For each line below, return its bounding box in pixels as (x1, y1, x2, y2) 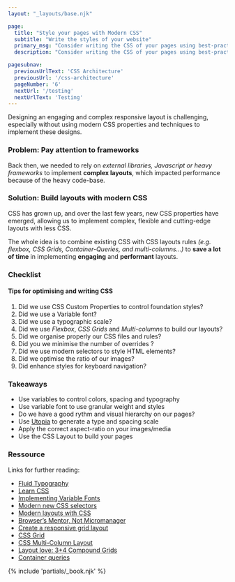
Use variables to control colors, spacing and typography (17, 395, 180, 403)
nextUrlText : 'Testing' (14, 94, 83, 101)
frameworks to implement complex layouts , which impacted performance (8, 168, 220, 177)
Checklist (8, 269, 41, 279)
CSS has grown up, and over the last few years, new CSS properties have (8, 209, 219, 217)
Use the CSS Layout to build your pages (17, 432, 133, 440)
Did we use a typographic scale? (17, 317, 112, 325)
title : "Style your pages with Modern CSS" (14, 29, 142, 36)
